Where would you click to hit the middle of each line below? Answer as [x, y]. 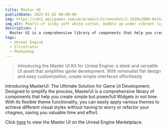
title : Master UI [23, 10]
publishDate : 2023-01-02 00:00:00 [41, 14]
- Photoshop [22, 51]
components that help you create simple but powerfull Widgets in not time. [82, 96]
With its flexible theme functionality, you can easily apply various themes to [83, 102]
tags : [11, 38]
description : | [21, 28]
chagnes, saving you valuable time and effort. [52, 112]
